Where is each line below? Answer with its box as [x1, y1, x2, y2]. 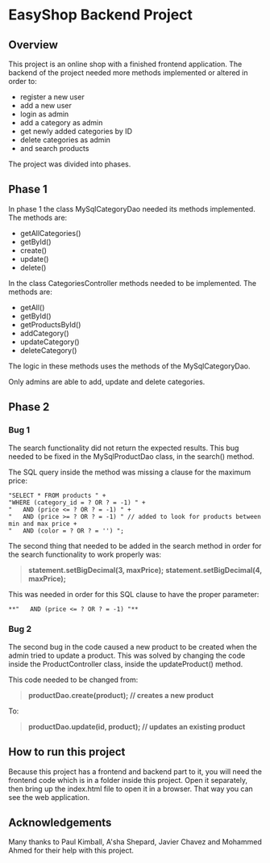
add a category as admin [19, 118, 103, 127]
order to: [8, 77, 38, 86]
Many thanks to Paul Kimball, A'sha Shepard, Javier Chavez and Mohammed [8, 837, 262, 847]
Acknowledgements [8, 816, 112, 829]
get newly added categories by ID [19, 127, 133, 136]
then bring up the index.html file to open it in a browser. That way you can [8, 784, 254, 794]
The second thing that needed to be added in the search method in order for [8, 541, 262, 550]
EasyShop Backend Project [8, 6, 193, 24]
